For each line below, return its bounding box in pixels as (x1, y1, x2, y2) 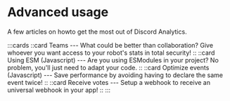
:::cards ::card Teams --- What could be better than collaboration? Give (7, 41, 213, 49)
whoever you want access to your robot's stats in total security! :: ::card (7, 48, 215, 57)
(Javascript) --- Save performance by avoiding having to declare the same (7, 71, 224, 79)
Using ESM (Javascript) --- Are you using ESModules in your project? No (7, 55, 219, 64)
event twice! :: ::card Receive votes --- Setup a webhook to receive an (7, 78, 211, 86)
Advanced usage (7, 4, 109, 20)
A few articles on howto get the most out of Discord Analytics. (7, 27, 188, 36)
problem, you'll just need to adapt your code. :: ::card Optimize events (7, 63, 210, 72)
